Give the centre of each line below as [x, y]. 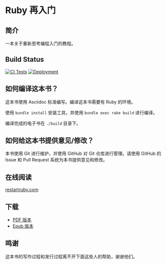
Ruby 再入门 [31, 10]
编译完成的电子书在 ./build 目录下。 [43, 123]
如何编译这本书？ [32, 89]
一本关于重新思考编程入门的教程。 [40, 43]
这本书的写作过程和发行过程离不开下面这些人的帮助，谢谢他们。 [71, 256]
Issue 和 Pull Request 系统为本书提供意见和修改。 [56, 160]
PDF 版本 [22, 220]
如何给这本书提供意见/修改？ [50, 141]
